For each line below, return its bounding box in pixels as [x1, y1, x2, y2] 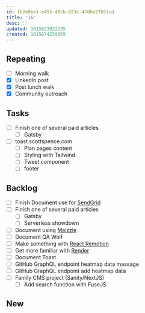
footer [23, 165, 40, 172]
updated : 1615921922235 [6, 25, 66, 32]
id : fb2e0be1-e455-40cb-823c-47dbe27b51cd [6, 8, 114, 15]
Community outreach [14, 90, 68, 97]
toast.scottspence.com [14, 138, 72, 145]
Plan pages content [23, 144, 72, 152]
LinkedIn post [14, 77, 49, 83]
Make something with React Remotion [14, 240, 110, 247]
